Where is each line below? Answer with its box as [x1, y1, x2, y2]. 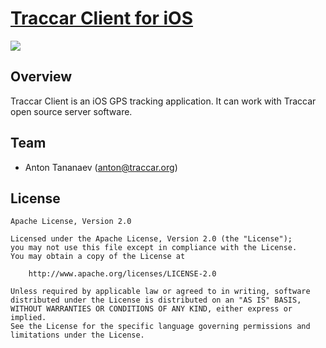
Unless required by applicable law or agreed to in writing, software [10, 287, 311, 297]
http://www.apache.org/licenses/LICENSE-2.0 [28, 269, 217, 279]
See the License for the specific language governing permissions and [10, 322, 311, 332]
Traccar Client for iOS [10, 7, 194, 30]
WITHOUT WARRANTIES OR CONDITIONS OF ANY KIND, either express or [10, 304, 293, 314]
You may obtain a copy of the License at [10, 252, 186, 262]
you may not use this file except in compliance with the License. [10, 243, 298, 253]
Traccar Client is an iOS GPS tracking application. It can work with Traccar [10, 95, 317, 107]
